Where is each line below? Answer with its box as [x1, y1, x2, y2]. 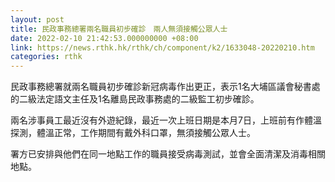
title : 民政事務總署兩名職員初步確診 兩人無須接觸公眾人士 [10, 24, 228, 34]
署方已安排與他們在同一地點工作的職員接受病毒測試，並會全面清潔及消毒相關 [10, 148, 326, 160]
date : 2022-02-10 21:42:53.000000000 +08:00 [10, 33, 199, 43]
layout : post [10, 14, 65, 25]
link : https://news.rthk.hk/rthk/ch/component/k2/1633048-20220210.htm [10, 42, 315, 53]
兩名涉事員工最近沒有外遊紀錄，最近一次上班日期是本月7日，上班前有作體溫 [10, 114, 322, 126]
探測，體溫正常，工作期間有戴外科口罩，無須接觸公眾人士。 [10, 127, 256, 139]
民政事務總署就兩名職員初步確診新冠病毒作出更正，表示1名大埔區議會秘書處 [10, 81, 321, 93]
